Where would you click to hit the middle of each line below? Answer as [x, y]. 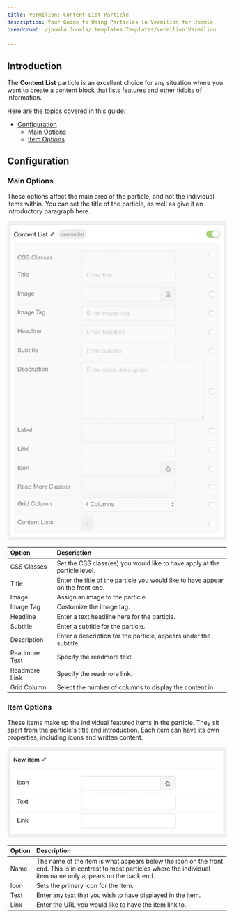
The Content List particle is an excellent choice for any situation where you [115, 83]
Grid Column [28, 687]
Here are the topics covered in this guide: [67, 111]
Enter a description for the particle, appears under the [134, 636]
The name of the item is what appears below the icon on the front [130, 861]
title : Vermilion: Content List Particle [68, 15]
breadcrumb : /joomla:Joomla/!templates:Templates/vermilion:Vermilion [112, 29]
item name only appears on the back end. [95, 875]
